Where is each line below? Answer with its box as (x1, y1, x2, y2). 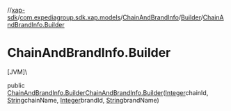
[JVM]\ (7, 67, 28, 76)
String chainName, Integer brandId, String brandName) (7, 96, 160, 104)
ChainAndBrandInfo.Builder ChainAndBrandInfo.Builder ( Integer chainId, (7, 88, 209, 96)
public (7, 81, 26, 89)
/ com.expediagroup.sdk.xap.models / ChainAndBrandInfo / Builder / (17, 13, 204, 22)
